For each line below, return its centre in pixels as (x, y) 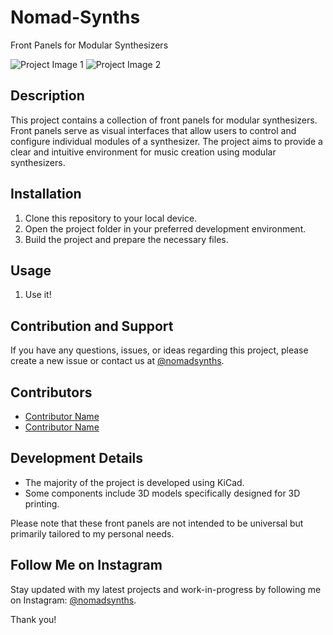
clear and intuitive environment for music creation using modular (143, 152)
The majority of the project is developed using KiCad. (134, 482)
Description (47, 96)
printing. (42, 503)
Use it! (38, 295)
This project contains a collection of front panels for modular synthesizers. (164, 120)
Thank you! (33, 619)
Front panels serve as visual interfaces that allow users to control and (153, 130)
